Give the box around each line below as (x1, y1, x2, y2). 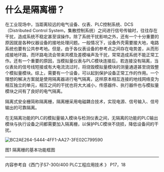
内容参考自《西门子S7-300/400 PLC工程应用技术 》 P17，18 (5, 161, 126, 168)
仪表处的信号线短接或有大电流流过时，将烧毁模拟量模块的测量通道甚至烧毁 (5, 64, 155, 69)
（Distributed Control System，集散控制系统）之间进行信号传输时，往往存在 (5, 27, 158, 33)
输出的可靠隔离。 (5, 104, 40, 110)
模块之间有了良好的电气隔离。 (5, 88, 65, 94)
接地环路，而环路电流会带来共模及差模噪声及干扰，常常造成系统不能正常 (9, 52, 155, 57)
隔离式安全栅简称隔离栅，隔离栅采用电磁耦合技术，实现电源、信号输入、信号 (5, 98, 159, 104)
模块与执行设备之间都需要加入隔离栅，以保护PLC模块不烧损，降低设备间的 (5, 121, 155, 127)
